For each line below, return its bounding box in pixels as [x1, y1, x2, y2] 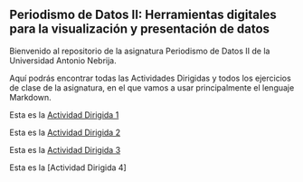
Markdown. [9, 91, 52, 102]
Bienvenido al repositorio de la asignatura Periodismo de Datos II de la [9, 45, 270, 56]
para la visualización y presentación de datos [9, 22, 270, 37]
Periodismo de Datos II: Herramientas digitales [9, 7, 278, 23]
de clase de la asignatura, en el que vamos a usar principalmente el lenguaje [9, 81, 295, 93]
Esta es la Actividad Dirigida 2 [9, 127, 120, 138]
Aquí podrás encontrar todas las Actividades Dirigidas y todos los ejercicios [9, 72, 291, 83]
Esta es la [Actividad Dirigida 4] [9, 162, 127, 173]
